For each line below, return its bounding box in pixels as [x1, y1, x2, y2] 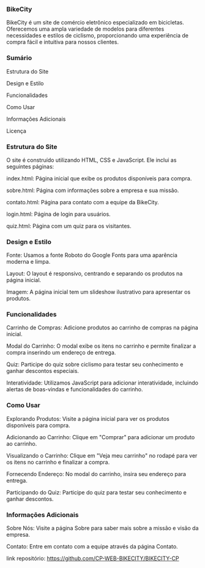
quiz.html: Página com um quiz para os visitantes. [6, 222, 132, 229]
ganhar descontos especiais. [6, 367, 80, 375]
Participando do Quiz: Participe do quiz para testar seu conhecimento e [6, 488, 187, 496]
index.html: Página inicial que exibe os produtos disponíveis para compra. [6, 174, 192, 182]
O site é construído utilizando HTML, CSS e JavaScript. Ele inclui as [6, 156, 177, 164]
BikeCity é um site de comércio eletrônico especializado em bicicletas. [6, 19, 185, 26]
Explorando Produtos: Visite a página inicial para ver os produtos [6, 415, 170, 422]
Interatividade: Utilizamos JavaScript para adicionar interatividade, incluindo [6, 379, 199, 386]
